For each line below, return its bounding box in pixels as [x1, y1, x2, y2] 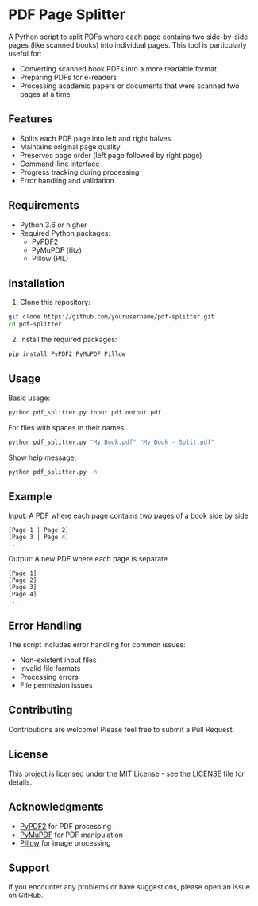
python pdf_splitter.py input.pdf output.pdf [8, 408, 161, 416]
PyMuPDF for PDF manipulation [19, 830, 124, 839]
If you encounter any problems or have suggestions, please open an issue [8, 882, 250, 892]
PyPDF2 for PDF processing [19, 821, 112, 831]
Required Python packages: [19, 228, 111, 237]
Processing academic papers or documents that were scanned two [19, 81, 240, 91]
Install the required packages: [19, 335, 117, 345]
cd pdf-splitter [8, 320, 62, 329]
